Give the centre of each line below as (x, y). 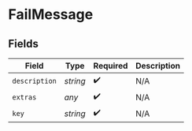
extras (24, 97)
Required (111, 66)
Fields (24, 44)
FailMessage (51, 15)
